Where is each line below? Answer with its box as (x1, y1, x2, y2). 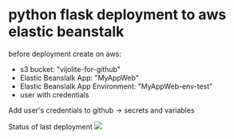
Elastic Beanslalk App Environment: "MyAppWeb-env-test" (19, 81, 213, 91)
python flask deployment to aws (8, 6, 227, 24)
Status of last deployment (8, 121, 93, 131)
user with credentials (19, 89, 89, 99)
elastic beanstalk (8, 22, 125, 41)
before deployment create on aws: (8, 49, 122, 58)
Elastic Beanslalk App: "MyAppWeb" (19, 73, 140, 82)
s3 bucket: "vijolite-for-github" (19, 64, 121, 73)
